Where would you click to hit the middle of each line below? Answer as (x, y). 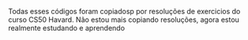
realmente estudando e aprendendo (66, 28)
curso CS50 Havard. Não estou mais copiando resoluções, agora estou (124, 20)
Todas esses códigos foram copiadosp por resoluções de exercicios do (124, 11)
